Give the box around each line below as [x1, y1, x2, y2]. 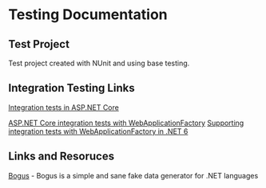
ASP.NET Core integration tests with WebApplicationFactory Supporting [8, 118, 244, 127]
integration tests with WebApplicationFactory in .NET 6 [8, 126, 189, 136]
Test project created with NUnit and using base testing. [8, 58, 190, 68]
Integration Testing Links [8, 81, 135, 95]
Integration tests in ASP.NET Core [8, 102, 120, 112]
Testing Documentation [8, 6, 168, 24]
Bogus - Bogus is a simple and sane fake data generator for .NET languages [8, 170, 259, 180]
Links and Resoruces [8, 150, 114, 163]
